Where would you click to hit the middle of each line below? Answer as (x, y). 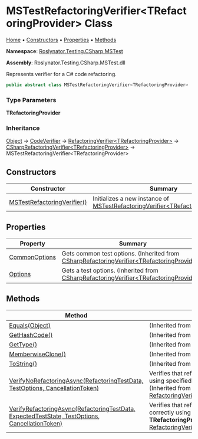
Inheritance (23, 128)
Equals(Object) (30, 325)
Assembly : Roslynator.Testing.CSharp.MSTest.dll (66, 63)
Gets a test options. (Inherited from (110, 271)
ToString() (23, 363)
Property (32, 244)
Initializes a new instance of (131, 199)
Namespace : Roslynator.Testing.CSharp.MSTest (65, 51)
